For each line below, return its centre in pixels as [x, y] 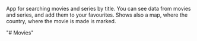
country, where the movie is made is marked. [61, 21]
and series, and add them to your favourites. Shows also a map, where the [97, 15]
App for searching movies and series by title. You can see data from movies [99, 9]
